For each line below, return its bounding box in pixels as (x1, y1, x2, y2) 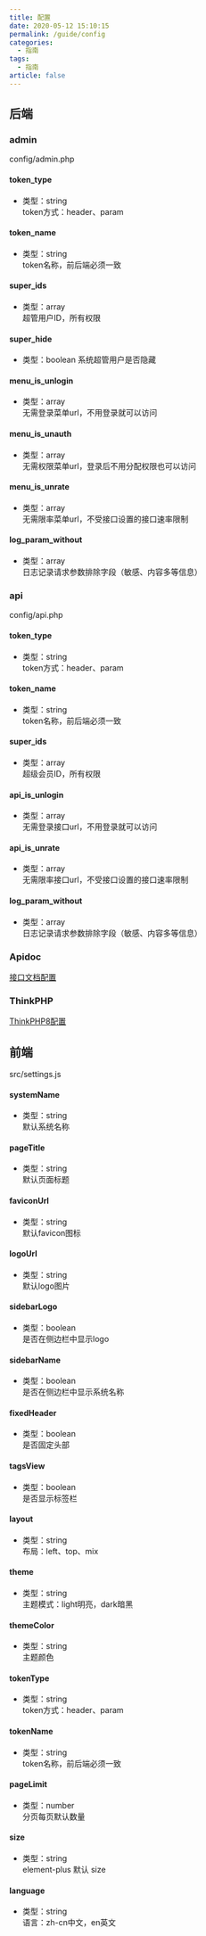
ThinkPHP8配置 (9, 1016, 67, 1026)
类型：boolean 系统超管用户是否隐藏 (21, 354, 156, 366)
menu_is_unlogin (9, 375, 74, 386)
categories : (9, 37, 54, 47)
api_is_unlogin (9, 789, 64, 800)
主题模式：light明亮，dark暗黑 (21, 1599, 134, 1610)
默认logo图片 (21, 1281, 70, 1291)
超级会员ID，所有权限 (21, 768, 101, 779)
